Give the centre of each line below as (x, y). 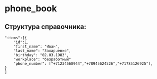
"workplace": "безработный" (42, 59)
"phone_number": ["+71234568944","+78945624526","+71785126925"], (83, 64)
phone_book (31, 9)
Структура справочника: (46, 27)
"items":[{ (16, 38)
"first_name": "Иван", (37, 47)
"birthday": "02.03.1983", (41, 55)
